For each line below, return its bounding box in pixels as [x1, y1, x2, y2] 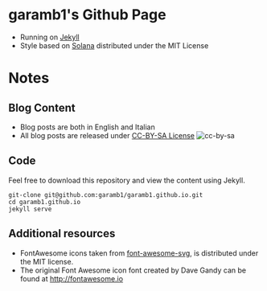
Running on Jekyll [19, 32, 80, 42]
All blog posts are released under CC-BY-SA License [19, 130, 195, 140]
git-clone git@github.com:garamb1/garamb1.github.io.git [8, 191, 203, 199]
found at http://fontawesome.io [19, 273, 123, 283]
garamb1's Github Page [8, 6, 166, 24]
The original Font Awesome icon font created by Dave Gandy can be [19, 265, 247, 275]
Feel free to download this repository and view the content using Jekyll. [8, 175, 245, 185]
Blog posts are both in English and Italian [19, 122, 155, 132]
